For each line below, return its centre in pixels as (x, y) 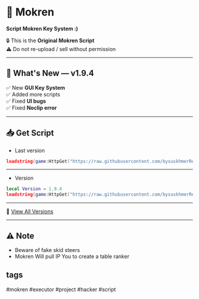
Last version (30, 150)
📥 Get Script (30, 133)
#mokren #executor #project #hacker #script (61, 289)
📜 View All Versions (30, 212)
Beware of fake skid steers (47, 250)
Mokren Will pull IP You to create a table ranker (72, 256)
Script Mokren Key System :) (42, 29)
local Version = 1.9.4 (34, 189)
